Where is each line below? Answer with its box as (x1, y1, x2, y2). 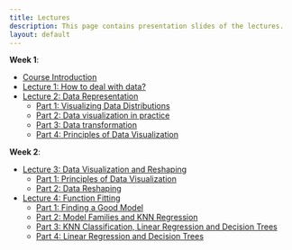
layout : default (9, 30, 70, 39)
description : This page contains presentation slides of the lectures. (9, 22, 284, 31)
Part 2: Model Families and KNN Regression (35, 212, 198, 223)
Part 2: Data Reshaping (35, 183, 122, 194)
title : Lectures (9, 13, 70, 22)
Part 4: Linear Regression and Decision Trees (35, 231, 205, 242)
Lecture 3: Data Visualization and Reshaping (22, 164, 187, 175)
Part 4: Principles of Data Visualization (35, 129, 178, 140)
